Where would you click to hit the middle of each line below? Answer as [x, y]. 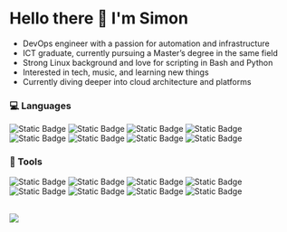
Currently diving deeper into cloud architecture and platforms [137, 81]
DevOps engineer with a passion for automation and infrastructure [146, 43]
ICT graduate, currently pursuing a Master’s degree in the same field [150, 52]
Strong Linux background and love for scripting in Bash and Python [148, 62]
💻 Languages [40, 106]
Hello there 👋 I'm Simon [99, 19]
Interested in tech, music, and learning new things [116, 72]
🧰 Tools [26, 162]
